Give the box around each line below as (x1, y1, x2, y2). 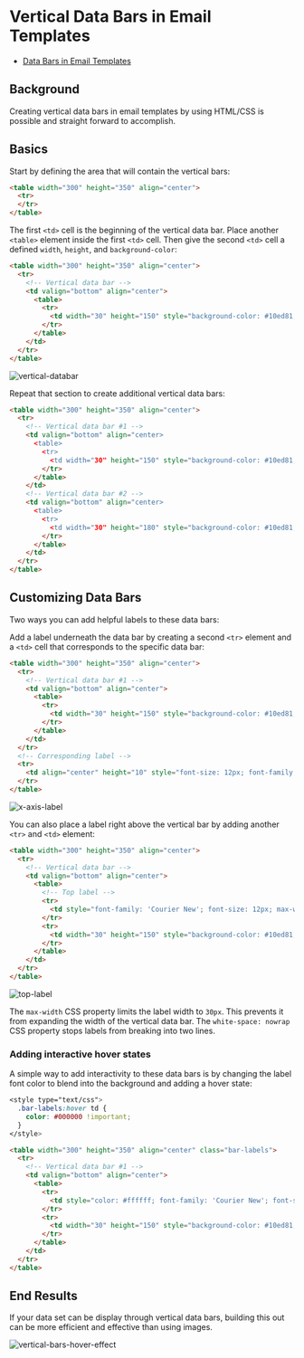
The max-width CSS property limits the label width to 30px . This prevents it (9, 1006, 284, 1017)
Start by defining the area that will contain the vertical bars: (9, 166, 231, 176)
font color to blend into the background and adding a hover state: (9, 1078, 252, 1089)
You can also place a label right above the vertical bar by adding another (9, 819, 280, 830)
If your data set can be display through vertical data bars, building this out (9, 1312, 285, 1323)
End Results (9, 1288, 79, 1304)
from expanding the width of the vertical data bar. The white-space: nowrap (9, 1015, 290, 1026)
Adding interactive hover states (9, 1048, 151, 1060)
